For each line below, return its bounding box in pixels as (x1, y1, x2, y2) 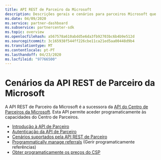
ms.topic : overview (5, 30, 44, 34)
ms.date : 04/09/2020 (5, 16, 47, 21)
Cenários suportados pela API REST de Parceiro (12, 134, 107, 140)
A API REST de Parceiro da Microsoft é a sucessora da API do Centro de (5, 104, 148, 110)
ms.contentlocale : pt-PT (5, 48, 55, 52)
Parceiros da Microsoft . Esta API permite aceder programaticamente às (5, 109, 147, 115)
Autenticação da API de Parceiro (12, 129, 77, 135)
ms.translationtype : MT (5, 43, 53, 48)
